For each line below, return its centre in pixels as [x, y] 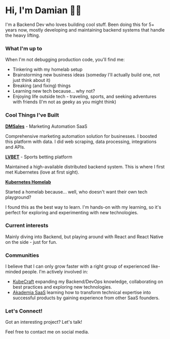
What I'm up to [24, 48]
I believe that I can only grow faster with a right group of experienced [78, 266]
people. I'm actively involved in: [55, 272]
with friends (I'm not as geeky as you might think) [64, 102]
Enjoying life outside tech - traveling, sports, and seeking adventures [84, 97]
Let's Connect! [24, 311]
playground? [18, 197]
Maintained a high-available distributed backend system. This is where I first [85, 166]
